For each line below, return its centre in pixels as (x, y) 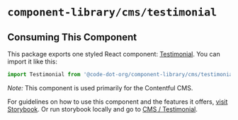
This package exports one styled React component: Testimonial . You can (114, 54)
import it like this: (33, 61)
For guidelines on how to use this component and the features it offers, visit (118, 102)
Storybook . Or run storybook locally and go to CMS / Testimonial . (103, 109)
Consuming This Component (72, 37)
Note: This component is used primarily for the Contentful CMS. (100, 88)
